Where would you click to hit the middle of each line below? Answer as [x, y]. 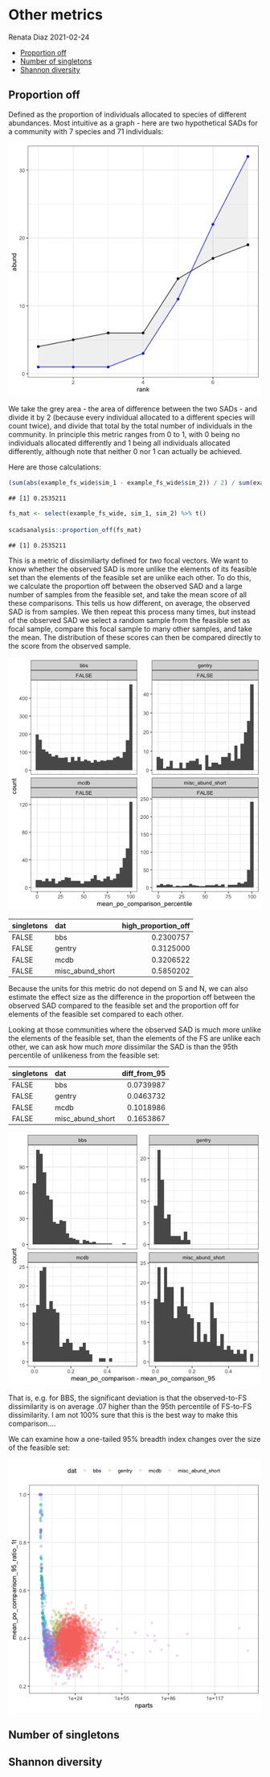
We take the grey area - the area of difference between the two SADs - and [133, 408]
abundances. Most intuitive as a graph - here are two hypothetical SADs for [133, 123]
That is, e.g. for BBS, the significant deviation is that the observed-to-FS [128, 1398]
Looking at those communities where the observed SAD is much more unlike [135, 1030]
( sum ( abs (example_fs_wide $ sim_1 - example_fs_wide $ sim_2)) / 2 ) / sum [129, 483]
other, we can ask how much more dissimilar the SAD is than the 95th [123, 1047]
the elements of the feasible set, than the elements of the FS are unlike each [135, 1038]
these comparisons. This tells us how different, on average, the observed [129, 604]
